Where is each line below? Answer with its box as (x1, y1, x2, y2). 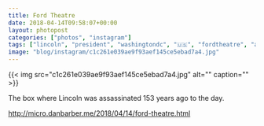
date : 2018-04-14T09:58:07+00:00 (8, 19, 118, 27)
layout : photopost (8, 26, 68, 34)
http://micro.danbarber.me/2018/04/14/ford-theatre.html (8, 109, 191, 118)
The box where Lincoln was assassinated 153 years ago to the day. (8, 94, 225, 102)
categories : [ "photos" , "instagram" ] (8, 33, 132, 42)
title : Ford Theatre (8, 11, 76, 20)
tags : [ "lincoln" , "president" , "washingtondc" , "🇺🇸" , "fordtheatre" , (8, 41, 247, 49)
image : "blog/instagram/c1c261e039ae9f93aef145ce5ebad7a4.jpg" (8, 48, 220, 56)
